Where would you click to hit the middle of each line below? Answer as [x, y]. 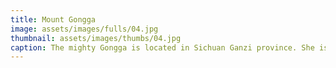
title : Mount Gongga [53, 19]
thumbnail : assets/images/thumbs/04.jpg [96, 38]
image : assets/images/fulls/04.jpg [84, 29]
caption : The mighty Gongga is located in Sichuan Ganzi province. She [162, 47]
